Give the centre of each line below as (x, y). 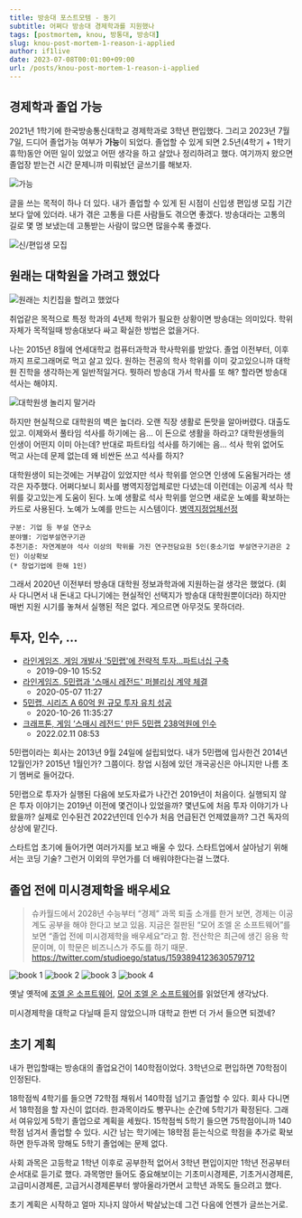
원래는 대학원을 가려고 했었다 (85, 276)
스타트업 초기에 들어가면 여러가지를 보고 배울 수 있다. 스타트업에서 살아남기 (141, 847)
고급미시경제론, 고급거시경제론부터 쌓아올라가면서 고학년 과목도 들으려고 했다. (146, 1185)
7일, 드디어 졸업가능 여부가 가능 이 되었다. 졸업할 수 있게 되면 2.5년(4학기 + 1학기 (150, 142)
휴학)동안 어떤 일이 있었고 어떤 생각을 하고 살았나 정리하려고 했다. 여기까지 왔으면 (151, 153)
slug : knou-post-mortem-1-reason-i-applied (92, 43)
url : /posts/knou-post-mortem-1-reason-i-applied (105, 69)
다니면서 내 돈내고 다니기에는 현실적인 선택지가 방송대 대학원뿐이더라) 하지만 (152, 595)
